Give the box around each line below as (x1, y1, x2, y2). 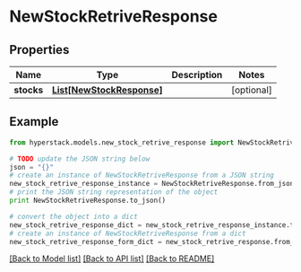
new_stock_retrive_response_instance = (9, 180, 159, 189)
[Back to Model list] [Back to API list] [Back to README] (9, 253, 215, 264)
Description (171, 69, 223, 81)
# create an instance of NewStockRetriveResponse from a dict (9, 229, 246, 238)
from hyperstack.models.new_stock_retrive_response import (9, 137, 235, 147)
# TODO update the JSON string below (9, 154, 150, 163)
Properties (9, 42, 70, 57)
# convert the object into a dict (9, 212, 139, 221)
